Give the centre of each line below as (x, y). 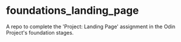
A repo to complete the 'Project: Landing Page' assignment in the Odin (91, 26)
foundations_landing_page (72, 11)
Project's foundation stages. (40, 32)
